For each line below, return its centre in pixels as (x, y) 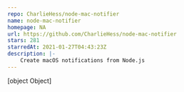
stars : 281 (24, 41)
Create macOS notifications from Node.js (82, 61)
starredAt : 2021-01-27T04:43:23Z (57, 47)
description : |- (31, 54)
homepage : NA (27, 27)
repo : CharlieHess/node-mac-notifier (63, 14)
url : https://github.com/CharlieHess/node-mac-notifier (92, 34)
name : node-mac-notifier (44, 21)
